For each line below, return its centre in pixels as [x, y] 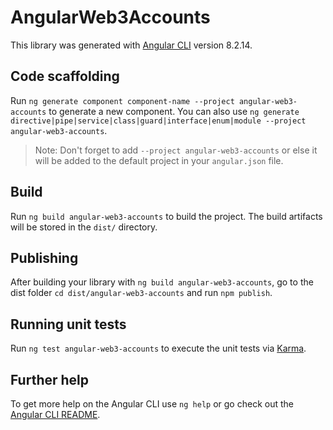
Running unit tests [68, 324]
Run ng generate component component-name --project [122, 100]
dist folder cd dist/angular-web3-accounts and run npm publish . [141, 293]
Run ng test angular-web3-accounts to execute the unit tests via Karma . [158, 348]
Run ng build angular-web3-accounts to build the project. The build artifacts [166, 216]
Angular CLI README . [55, 414]
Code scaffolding [65, 76]
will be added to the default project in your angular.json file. [159, 160]
